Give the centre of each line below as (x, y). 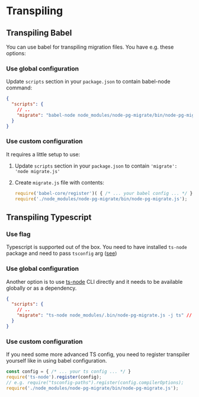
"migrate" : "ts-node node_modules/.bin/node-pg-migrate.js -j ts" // (105, 315)
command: (19, 88)
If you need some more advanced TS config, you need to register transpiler (98, 354)
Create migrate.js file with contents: (60, 183)
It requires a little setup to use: (43, 154)
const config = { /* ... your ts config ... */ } (69, 372)
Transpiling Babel (39, 33)
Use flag (18, 234)
